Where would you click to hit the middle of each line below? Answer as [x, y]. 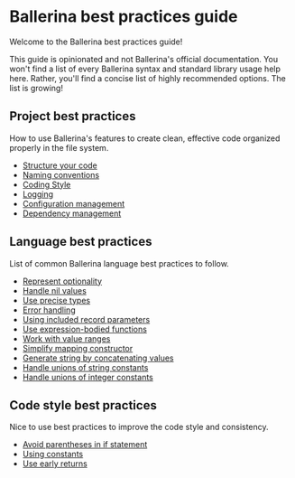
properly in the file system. [59, 147]
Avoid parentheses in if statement [85, 445]
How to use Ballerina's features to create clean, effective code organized [145, 138]
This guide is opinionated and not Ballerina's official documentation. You [143, 59]
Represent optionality [62, 281]
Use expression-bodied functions [84, 329]
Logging [38, 194]
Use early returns [55, 464]
